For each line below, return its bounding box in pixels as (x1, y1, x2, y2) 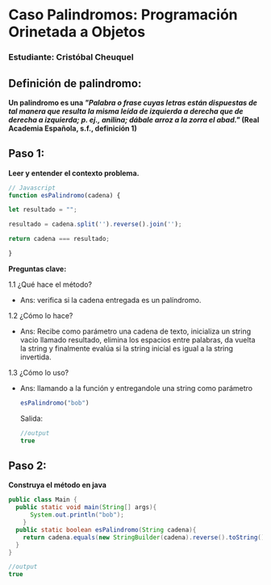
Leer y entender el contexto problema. (8, 168, 140, 178)
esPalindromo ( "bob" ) (19, 399, 90, 407)
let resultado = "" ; (8, 205, 78, 214)
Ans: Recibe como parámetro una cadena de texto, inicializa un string (19, 326, 252, 336)
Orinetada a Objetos (8, 23, 146, 41)
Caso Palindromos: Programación (8, 6, 238, 24)
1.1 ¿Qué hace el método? (8, 280, 93, 289)
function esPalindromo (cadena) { (8, 191, 121, 199)
